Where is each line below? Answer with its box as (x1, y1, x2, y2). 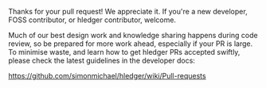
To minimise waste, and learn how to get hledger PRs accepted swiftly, (8, 48, 241, 56)
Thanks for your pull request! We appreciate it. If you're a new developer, (8, 7, 248, 16)
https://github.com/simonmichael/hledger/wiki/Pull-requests (8, 71, 206, 80)
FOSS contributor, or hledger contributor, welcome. (8, 15, 177, 25)
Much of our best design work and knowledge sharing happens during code (8, 31, 258, 40)
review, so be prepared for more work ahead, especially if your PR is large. (8, 39, 253, 48)
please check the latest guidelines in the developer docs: (8, 55, 195, 65)
